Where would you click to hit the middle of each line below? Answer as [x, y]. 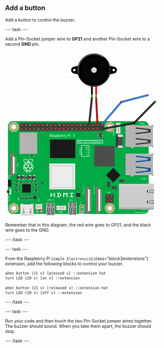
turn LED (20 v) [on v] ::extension [42, 278]
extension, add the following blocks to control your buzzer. [64, 263]
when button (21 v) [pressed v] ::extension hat [56, 273]
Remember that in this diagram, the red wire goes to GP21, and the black [78, 225]
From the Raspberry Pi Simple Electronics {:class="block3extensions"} [77, 258]
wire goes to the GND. [27, 230]
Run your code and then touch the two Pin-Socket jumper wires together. [79, 321]
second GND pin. [23, 44]
